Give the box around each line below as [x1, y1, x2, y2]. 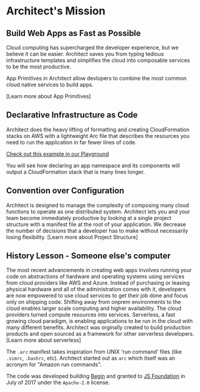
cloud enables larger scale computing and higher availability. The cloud [6, 304, 182, 312]
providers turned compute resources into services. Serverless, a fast [6, 311, 176, 318]
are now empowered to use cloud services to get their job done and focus [6, 292, 188, 299]
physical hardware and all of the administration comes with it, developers [6, 286, 186, 293]
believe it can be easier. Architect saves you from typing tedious [6, 50, 164, 58]
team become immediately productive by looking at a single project [6, 214, 172, 221]
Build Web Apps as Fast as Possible [6, 28, 141, 38]
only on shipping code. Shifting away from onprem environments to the [6, 298, 181, 306]
